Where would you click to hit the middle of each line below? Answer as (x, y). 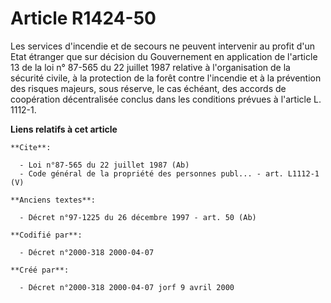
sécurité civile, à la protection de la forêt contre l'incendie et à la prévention (166, 78)
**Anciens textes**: (53, 200)
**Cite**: (31, 147)
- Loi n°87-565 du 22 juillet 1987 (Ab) (104, 165)
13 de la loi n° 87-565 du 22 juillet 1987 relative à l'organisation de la (150, 67)
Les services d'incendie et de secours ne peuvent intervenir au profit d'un (163, 46)
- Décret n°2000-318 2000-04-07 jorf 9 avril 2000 (127, 287)
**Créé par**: (40, 270)
